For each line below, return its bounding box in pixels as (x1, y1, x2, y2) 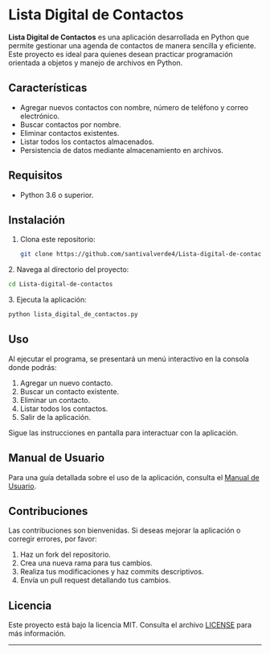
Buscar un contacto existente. (19, 386, 120, 396)
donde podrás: (8, 362, 58, 372)
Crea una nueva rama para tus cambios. (19, 558, 153, 568)
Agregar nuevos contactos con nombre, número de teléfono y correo (19, 102, 249, 112)
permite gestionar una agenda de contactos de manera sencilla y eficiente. (8, 40, 256, 50)
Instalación (8, 213, 66, 227)
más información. (8, 629, 66, 639)
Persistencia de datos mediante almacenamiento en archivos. (19, 145, 223, 154)
